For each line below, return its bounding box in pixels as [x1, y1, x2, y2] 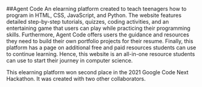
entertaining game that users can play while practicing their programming [6, 24, 190, 32]
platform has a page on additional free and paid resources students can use [6, 44, 197, 51]
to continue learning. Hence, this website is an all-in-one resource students [6, 50, 195, 57]
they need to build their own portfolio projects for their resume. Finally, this [6, 38, 193, 44]
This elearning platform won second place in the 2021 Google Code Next [6, 69, 189, 75]
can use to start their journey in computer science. [6, 57, 133, 64]
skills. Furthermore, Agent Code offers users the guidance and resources [6, 31, 190, 38]
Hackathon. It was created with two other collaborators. [6, 75, 146, 82]
